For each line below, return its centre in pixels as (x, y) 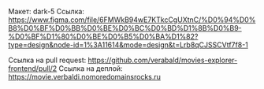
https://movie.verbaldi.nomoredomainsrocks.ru (85, 77)
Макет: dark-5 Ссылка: (46, 11)
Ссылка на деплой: (91, 69)
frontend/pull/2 (33, 69)
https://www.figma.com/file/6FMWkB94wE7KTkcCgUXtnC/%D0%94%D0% (132, 20)
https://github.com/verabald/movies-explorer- (163, 60)
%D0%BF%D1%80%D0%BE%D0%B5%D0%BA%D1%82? (103, 36)
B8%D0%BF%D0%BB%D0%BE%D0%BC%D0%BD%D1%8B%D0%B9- (125, 28)
